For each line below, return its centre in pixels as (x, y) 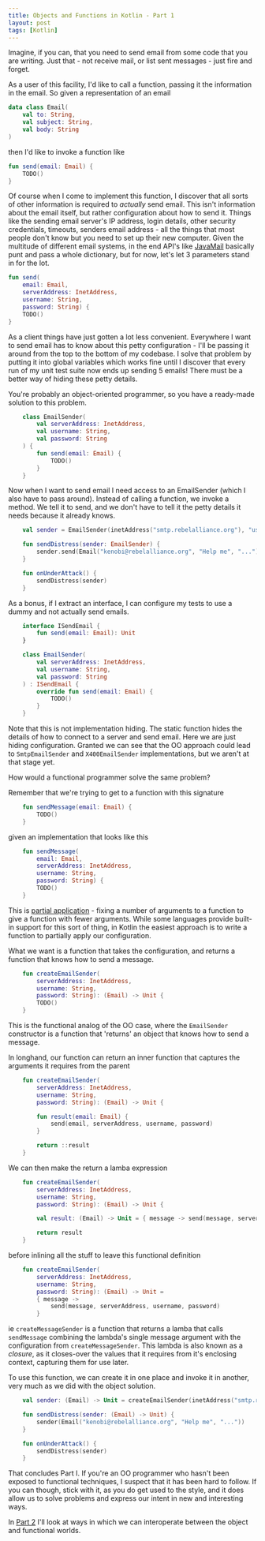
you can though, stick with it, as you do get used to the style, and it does (126, 1490)
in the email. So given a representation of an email (90, 93)
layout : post (30, 23)
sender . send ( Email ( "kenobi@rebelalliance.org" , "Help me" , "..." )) (149, 552)
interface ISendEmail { (62, 626)
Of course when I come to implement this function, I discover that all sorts (128, 196)
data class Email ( (38, 107)
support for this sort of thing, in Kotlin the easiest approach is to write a (131, 927)
